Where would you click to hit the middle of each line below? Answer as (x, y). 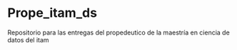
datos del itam (28, 39)
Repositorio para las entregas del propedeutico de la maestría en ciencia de (118, 32)
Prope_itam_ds (52, 13)
